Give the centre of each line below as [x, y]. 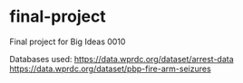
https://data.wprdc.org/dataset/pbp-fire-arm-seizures [110, 69]
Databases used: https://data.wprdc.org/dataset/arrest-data [121, 59]
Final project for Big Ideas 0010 [68, 41]
